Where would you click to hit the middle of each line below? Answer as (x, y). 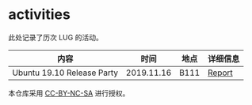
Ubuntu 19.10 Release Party (65, 73)
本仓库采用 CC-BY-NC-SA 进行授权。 (69, 93)
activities (40, 15)
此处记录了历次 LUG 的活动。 (55, 37)
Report (220, 73)
